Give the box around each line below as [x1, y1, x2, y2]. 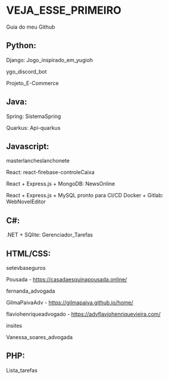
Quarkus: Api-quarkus [6, 124, 61, 131]
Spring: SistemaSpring [6, 113, 61, 120]
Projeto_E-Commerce [6, 79, 59, 86]
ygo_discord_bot [6, 68, 47, 75]
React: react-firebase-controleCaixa [6, 169, 95, 176]
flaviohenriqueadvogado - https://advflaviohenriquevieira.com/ [6, 310, 161, 318]
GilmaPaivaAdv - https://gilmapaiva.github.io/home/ [6, 299, 134, 306]
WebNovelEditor [6, 198, 46, 206]
